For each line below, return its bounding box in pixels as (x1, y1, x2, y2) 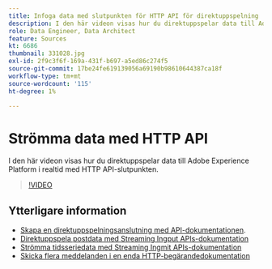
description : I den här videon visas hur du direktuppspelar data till (8, 19, 255, 28)
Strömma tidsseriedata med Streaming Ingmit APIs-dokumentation (19, 242, 242, 252)
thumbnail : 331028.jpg (8, 49, 85, 58)
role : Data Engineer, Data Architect (8, 27, 136, 35)
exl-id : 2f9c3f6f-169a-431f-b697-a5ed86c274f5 (8, 58, 168, 66)
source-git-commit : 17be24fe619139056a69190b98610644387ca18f (8, 65, 223, 73)
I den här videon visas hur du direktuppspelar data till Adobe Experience (8, 156, 249, 166)
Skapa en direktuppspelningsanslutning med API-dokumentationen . (19, 225, 246, 235)
